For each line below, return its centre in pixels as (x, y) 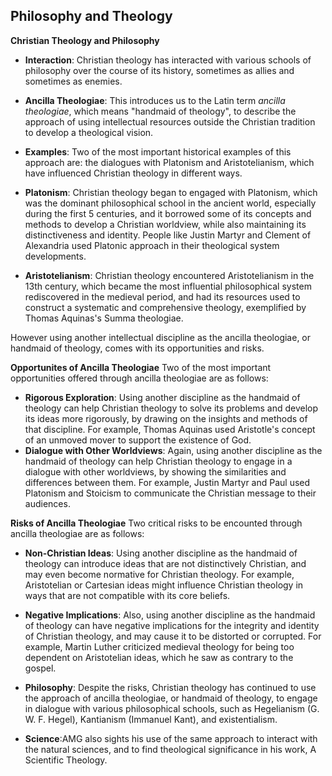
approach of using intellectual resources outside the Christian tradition (170, 121)
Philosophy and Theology (91, 16)
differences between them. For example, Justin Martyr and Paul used (167, 482)
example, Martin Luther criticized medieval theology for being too (159, 646)
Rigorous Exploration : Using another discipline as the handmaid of (162, 397)
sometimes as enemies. (73, 81)
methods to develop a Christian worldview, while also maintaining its (165, 224)
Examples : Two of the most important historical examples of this (158, 151)
